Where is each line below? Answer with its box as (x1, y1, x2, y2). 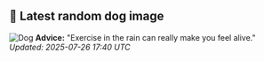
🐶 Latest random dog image (9, 9, 164, 24)
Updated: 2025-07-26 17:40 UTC (9, 42, 131, 52)
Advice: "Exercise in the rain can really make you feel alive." (35, 32, 256, 42)
